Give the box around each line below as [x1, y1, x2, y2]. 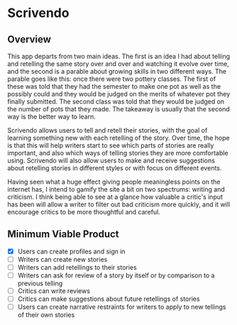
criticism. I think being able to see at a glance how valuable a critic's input [7, 193, 224, 201]
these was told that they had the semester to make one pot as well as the [7, 82, 221, 90]
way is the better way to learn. [7, 112, 96, 121]
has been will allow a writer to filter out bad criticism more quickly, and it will [7, 200, 231, 209]
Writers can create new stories [17, 255, 108, 263]
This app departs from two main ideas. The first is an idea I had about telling [7, 52, 231, 60]
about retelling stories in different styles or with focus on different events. [7, 164, 222, 172]
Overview [7, 33, 52, 45]
